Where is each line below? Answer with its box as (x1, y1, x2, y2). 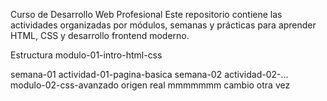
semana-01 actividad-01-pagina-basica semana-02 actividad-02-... (10, 69, 289, 80)
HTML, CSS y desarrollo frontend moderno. (10, 30, 190, 41)
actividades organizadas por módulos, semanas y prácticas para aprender (10, 19, 317, 31)
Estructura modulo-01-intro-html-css (10, 49, 163, 61)
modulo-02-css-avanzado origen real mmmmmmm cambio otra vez (10, 79, 291, 91)
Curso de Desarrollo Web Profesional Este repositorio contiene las (10, 9, 283, 20)
